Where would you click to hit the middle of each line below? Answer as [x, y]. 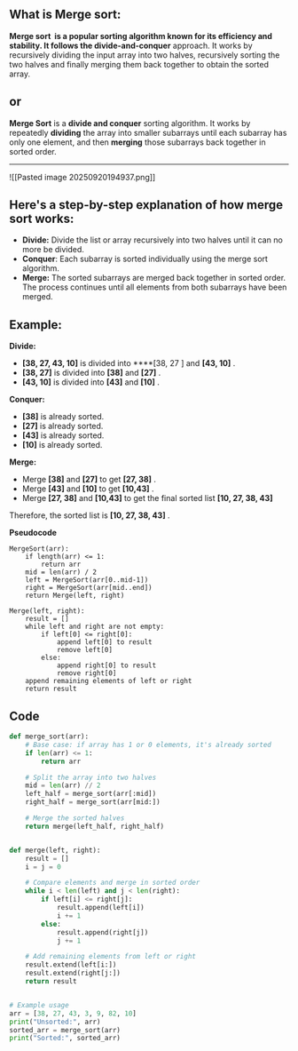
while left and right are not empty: [95, 627]
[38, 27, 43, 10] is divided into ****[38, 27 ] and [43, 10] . [129, 363]
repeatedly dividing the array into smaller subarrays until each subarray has [148, 132]
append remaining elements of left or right [109, 681]
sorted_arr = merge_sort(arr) [65, 1030]
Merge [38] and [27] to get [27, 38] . [89, 480]
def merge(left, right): [55, 850]
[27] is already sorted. [63, 426]
